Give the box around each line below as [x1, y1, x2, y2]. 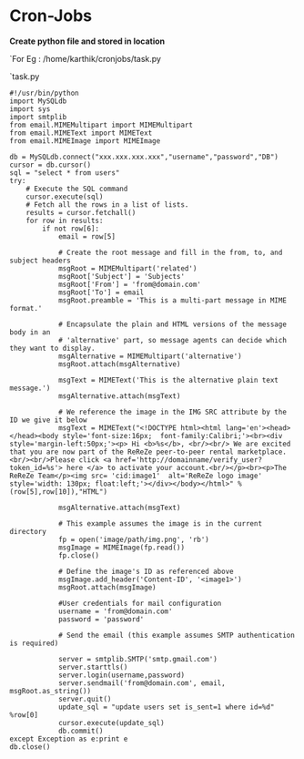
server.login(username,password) [57, 671, 185, 680]
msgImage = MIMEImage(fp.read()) [57, 543, 185, 552]
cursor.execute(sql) [25, 192, 104, 201]
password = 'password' [57, 614, 145, 624]
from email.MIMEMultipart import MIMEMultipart [9, 120, 194, 129]
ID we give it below [9, 415, 88, 425]
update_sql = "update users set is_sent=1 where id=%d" [57, 703, 275, 712]
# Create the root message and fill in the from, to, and [57, 248, 283, 257]
